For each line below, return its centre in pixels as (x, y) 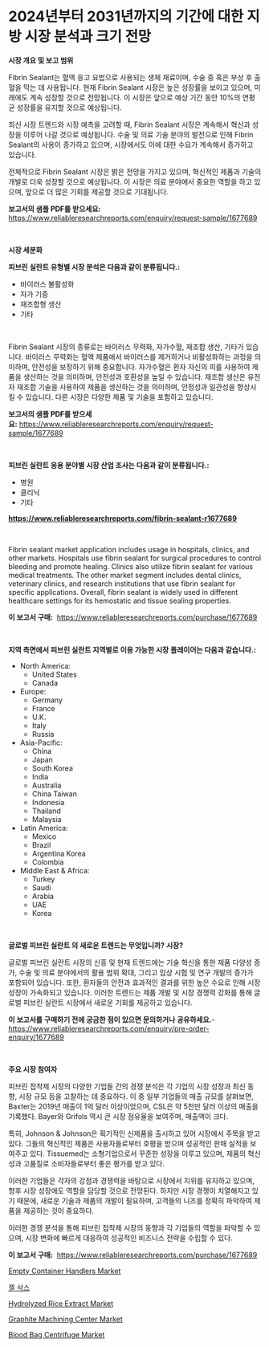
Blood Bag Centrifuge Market (57, 1334)
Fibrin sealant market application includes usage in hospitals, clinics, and (129, 549)
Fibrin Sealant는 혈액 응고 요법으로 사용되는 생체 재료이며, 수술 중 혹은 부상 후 (130, 77)
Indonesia (48, 802)
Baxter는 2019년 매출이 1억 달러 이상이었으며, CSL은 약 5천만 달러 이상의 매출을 (133, 1106)
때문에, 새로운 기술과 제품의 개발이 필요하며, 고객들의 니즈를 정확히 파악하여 (134, 1200)
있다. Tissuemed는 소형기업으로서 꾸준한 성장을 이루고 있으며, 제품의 (138, 1154)
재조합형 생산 (41, 304)
